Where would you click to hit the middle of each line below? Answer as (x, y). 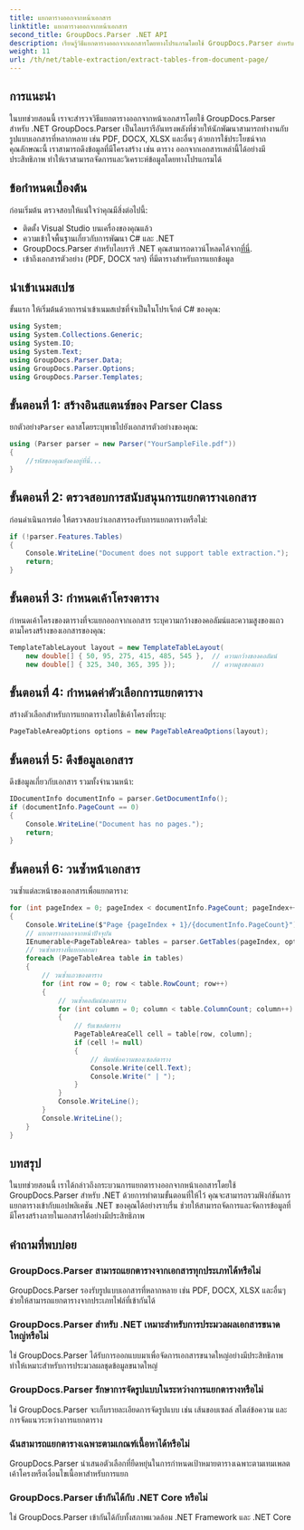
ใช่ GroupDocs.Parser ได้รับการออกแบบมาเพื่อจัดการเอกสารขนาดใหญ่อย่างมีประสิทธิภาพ (146, 1355)
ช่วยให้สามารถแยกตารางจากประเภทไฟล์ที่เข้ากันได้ (82, 1301)
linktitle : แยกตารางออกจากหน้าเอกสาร (69, 26)
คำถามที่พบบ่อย (43, 1244)
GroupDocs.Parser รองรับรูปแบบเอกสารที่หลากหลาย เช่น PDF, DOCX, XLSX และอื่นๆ (148, 1290)
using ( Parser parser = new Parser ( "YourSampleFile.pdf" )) (123, 445)
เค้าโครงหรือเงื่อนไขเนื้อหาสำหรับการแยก (69, 1473)
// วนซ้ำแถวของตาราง (72, 975)
